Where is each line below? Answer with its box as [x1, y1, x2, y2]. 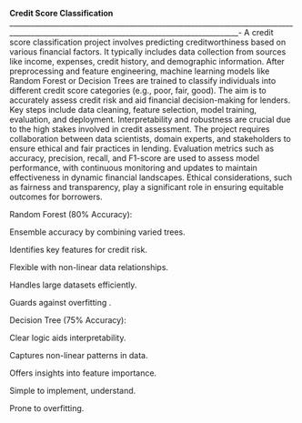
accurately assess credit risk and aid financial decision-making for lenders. [9, 95, 291, 106]
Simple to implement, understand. [9, 386, 136, 396]
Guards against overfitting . [9, 297, 112, 307]
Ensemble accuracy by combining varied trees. [9, 227, 186, 237]
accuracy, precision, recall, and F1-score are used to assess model [9, 153, 260, 163]
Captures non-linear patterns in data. [9, 350, 148, 360]
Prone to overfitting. [9, 403, 85, 413]
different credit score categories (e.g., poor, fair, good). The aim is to [9, 86, 267, 96]
